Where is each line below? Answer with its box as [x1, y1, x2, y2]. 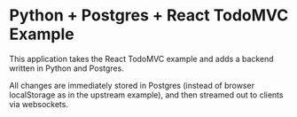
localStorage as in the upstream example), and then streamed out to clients [9, 90, 284, 100]
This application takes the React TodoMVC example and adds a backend [9, 53, 274, 64]
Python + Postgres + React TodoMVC [9, 5, 289, 26]
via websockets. [9, 98, 69, 109]
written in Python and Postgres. [9, 63, 124, 74]
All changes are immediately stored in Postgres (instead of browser [9, 80, 255, 90]
